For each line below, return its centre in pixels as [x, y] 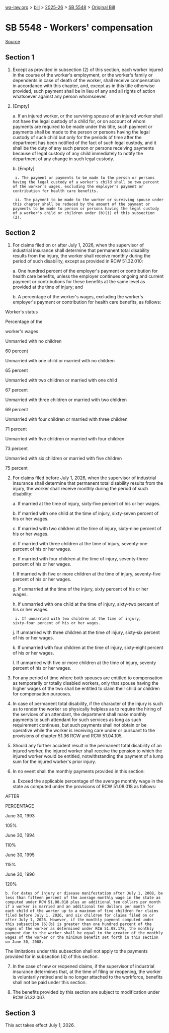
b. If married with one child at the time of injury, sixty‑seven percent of [86, 513]
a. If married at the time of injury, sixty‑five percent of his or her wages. [87, 503]
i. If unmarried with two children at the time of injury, [78, 619]
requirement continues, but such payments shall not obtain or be [79, 725]
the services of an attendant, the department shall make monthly [79, 714]
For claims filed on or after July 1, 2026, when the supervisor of [78, 245]
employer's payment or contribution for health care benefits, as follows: [87, 302]
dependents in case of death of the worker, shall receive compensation [86, 80]
